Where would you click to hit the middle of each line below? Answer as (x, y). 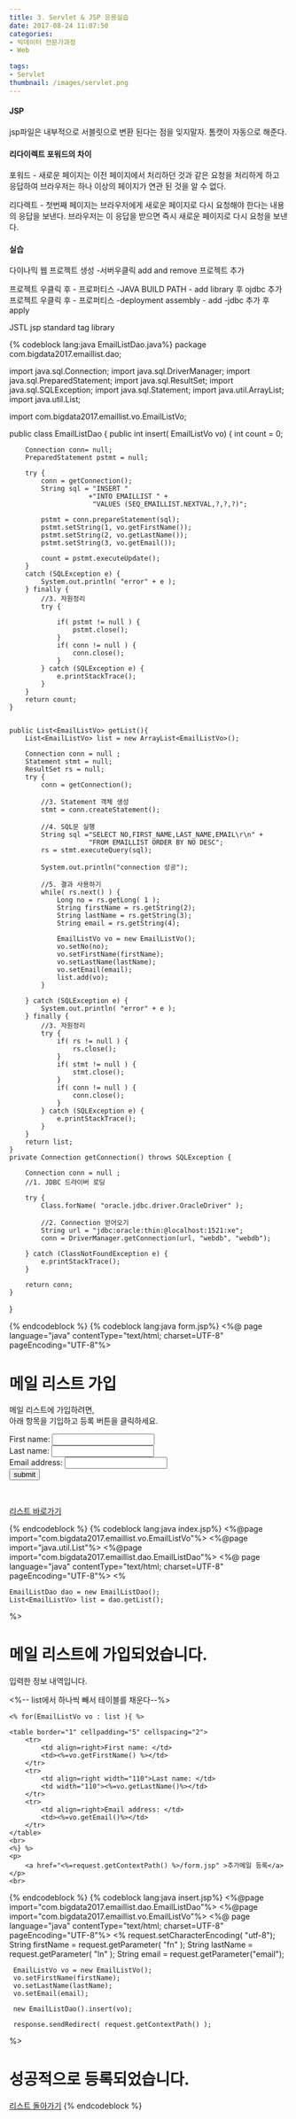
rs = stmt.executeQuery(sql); (97, 850)
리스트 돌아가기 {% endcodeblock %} (76, 2106)
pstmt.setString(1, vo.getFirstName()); (117, 528)
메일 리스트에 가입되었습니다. (109, 1655)
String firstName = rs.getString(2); (126, 908)
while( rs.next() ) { (81, 893)
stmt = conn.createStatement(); (101, 810)
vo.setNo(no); (82, 947)
